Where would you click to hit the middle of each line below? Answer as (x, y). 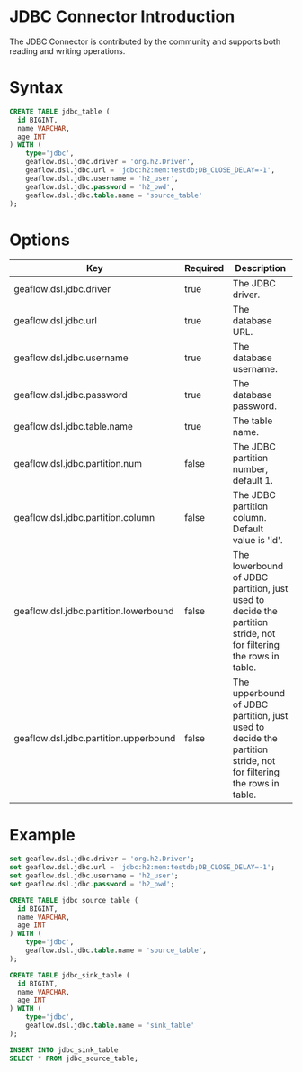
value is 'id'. (258, 541)
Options (40, 240)
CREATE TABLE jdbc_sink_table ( (70, 975)
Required (204, 268)
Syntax (36, 88)
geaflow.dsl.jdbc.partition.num (78, 464)
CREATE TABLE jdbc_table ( (60, 111)
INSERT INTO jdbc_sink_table (64, 1050)
